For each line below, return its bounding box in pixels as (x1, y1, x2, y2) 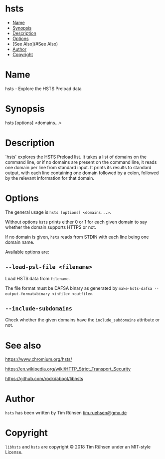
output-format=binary (5, 291, 50, 296)
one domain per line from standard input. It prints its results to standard (5, 164, 152, 170)
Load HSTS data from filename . (5, 275, 70, 281)
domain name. (5, 239, 35, 245)
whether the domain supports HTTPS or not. (5, 224, 96, 230)
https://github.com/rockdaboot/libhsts (5, 376, 84, 382)
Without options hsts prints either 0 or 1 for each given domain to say (5, 219, 148, 225)
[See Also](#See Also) (12, 41, 58, 47)
